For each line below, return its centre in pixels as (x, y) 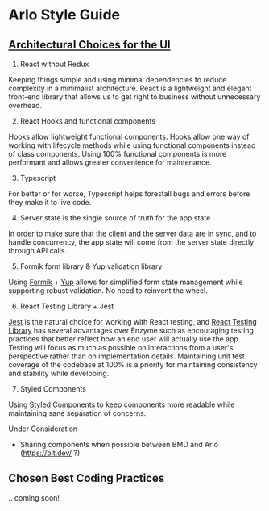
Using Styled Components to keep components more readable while (122, 404)
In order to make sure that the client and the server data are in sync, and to (132, 233)
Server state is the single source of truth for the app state (115, 218)
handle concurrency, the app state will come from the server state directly (131, 242)
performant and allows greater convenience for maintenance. (110, 162)
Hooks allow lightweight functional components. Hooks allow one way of (129, 136)
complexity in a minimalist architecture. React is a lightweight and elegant (130, 88)
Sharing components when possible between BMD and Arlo (119, 444)
